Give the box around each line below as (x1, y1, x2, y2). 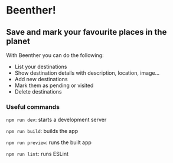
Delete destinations (14, 88, 62, 95)
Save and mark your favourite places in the (6, 27, 167, 37)
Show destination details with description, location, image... (14, 69, 160, 76)
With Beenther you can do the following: (6, 52, 105, 59)
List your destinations (14, 63, 67, 70)
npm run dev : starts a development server (6, 116, 107, 124)
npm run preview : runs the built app (6, 139, 92, 146)
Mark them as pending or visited (14, 82, 94, 89)
